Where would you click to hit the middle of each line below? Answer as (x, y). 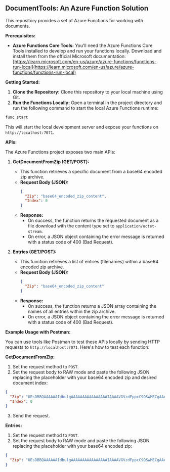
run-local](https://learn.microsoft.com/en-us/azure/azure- (73, 67)
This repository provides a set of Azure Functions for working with (74, 20)
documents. (18, 26)
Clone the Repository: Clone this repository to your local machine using (88, 92)
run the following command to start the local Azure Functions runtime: (85, 108)
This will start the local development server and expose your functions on (82, 127)
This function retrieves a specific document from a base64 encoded (91, 171)
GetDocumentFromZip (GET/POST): (51, 162)
